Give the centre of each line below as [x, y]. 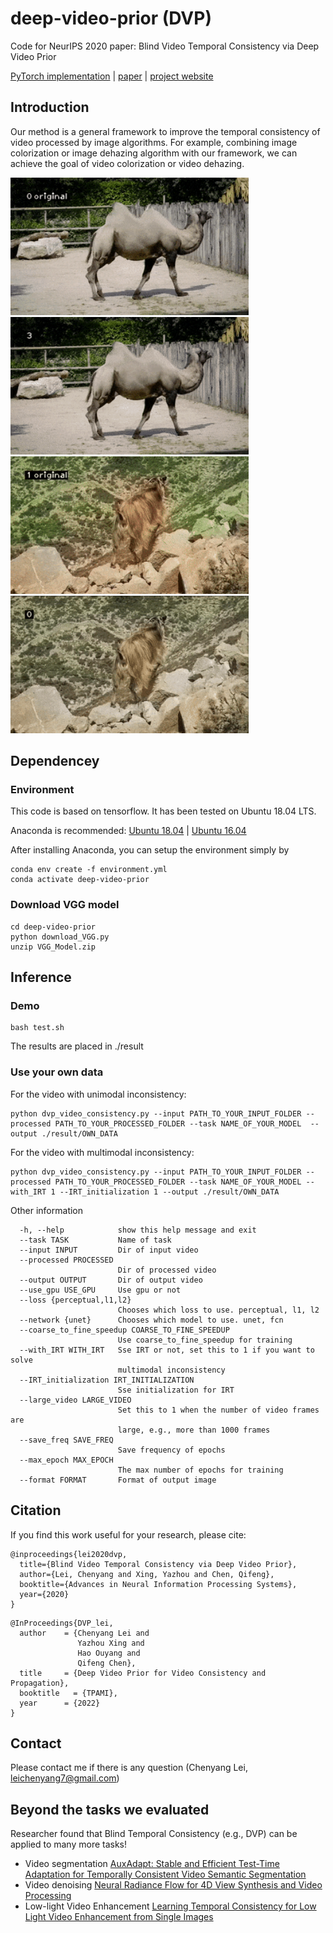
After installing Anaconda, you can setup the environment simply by [150, 850]
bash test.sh [37, 1028]
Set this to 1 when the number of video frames [218, 1410]
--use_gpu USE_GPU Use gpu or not [100, 1290]
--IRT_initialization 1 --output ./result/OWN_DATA [169, 1192]
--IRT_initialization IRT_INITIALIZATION [107, 1380]
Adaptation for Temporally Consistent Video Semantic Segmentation [165, 1874]
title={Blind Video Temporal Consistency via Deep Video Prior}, [158, 1564]
